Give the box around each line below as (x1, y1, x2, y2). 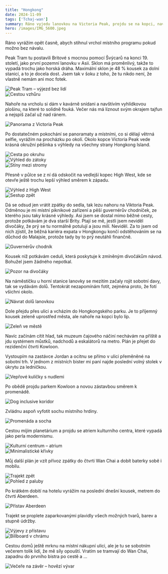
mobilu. (5, 463, 21, 469)
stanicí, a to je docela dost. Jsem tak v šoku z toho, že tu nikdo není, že (5, 71, 152, 77)
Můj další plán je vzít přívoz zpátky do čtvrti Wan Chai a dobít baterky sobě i (5, 458, 162, 464)
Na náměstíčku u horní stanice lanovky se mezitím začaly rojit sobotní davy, (5, 278, 161, 284)
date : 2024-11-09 (5, 12, 41, 17)
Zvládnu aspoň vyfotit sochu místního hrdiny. (5, 408, 98, 414)
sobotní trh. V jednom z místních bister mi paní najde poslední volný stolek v (5, 359, 162, 365)
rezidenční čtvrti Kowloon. (5, 344, 59, 350)
